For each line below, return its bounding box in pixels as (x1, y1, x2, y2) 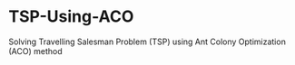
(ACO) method (8, 45, 63, 56)
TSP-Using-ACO (8, 6, 134, 27)
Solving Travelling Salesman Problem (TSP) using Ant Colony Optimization (8, 36, 287, 47)
